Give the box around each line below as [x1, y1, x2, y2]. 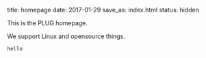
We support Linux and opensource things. [7, 32, 125, 40]
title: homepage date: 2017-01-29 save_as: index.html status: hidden [7, 6, 200, 14]
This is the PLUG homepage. [7, 19, 88, 27]
